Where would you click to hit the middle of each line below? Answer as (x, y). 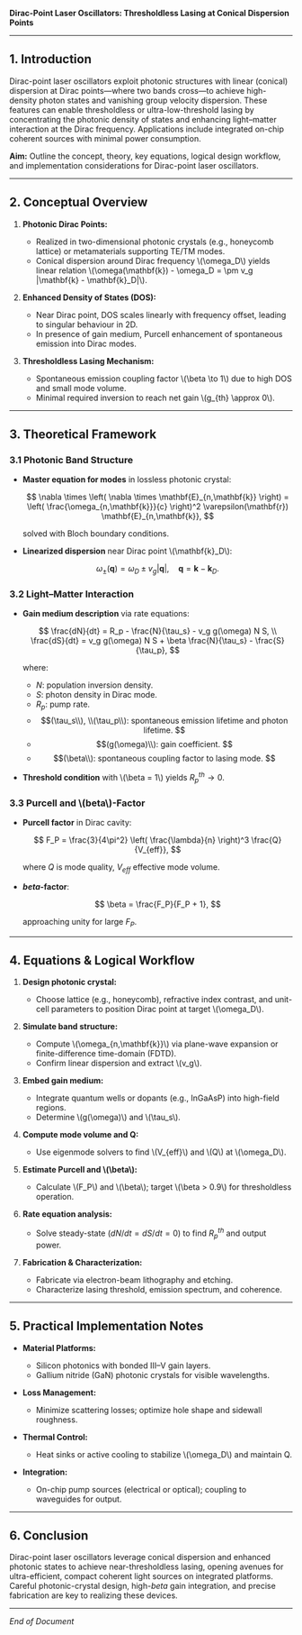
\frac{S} (270, 641)
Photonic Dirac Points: (65, 224)
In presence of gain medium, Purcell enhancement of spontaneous (159, 333)
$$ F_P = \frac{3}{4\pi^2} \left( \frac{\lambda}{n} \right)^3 (142, 840)
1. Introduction (50, 59)
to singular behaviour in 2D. (87, 324)
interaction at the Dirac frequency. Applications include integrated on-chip (147, 129)
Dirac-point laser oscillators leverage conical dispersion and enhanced (140, 1557)
